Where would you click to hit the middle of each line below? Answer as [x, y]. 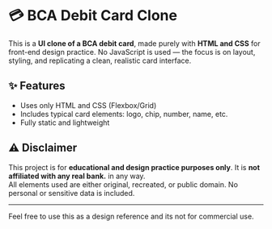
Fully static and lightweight [65, 123]
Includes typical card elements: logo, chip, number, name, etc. [124, 114]
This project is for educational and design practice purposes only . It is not [134, 167]
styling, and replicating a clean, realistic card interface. [100, 60]
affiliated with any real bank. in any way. [77, 176]
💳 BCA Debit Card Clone [93, 16]
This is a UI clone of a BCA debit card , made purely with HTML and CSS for [134, 43]
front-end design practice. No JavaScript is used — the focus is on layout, [132, 52]
